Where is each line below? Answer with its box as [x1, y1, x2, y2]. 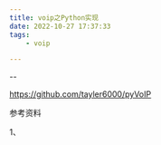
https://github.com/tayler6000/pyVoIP [9, 89, 152, 100]
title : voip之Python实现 [9, 13, 99, 23]
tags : [9, 30, 30, 39]
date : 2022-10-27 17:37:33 [9, 22, 111, 31]
